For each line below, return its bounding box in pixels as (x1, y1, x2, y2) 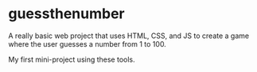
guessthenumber (8, 5, 125, 23)
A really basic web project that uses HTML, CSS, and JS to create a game (8, 31, 249, 40)
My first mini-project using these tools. (8, 55, 135, 64)
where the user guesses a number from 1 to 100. (8, 39, 167, 48)
